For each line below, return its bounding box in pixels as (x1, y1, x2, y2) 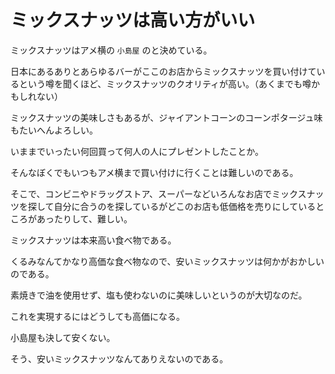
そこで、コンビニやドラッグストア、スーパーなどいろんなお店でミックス (10, 187, 307, 200)
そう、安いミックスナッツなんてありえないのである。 (10, 352, 229, 365)
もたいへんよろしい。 (10, 124, 98, 136)
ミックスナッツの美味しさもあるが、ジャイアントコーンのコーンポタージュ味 (10, 111, 323, 123)
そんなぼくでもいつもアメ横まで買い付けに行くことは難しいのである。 (10, 166, 299, 178)
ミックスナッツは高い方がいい (10, 9, 256, 32)
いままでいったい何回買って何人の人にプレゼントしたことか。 (10, 145, 265, 157)
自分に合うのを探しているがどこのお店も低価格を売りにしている (53, 200, 317, 212)
